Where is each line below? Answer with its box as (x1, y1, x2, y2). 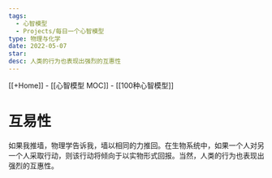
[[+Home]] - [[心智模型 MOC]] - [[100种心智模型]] (8, 80, 175, 90)
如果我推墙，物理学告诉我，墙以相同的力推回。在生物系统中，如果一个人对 (8, 140, 257, 150)
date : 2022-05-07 (8, 42, 67, 50)
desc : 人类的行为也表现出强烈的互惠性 (8, 58, 122, 66)
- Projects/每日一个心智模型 (15, 27, 105, 35)
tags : (8, 11, 27, 20)
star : (8, 50, 27, 58)
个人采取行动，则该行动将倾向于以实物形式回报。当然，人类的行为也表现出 (15, 150, 265, 160)
